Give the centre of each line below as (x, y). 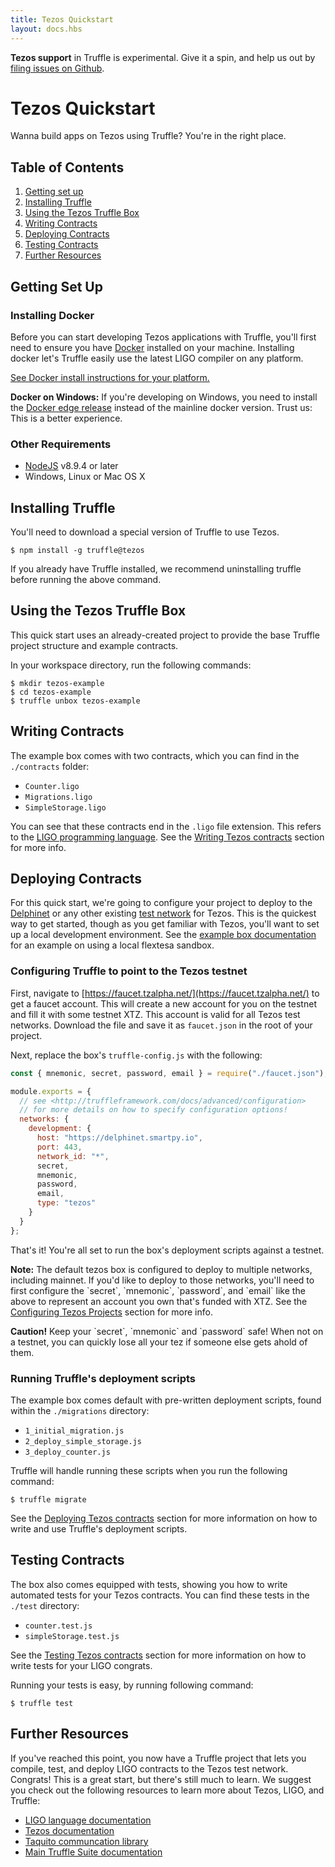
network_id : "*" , (73, 1156)
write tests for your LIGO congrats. (81, 1665)
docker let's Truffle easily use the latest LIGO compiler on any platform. (157, 358)
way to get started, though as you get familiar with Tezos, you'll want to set (165, 924)
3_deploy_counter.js (67, 1452)
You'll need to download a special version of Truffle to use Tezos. (145, 532)
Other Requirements (61, 444)
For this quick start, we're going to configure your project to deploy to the (161, 903)
